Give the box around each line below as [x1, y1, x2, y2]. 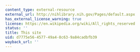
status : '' [5, 26, 28, 31]
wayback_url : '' [5, 40, 39, 45]
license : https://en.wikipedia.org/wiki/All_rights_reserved [5, 21, 135, 26]
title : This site [5, 30, 41, 35]
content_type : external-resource [5, 7, 75, 12]
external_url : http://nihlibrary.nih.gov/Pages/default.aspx [5, 12, 135, 17]
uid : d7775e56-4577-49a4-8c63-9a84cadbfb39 [5, 35, 97, 40]
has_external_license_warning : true [5, 16, 81, 21]
